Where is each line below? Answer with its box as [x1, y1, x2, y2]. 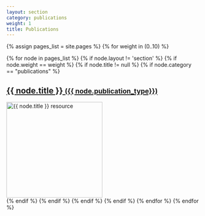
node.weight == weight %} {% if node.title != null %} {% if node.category [6, 61, 192, 69]
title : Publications [6, 26, 60, 32]
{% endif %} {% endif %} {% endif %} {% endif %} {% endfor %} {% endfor [6, 197, 199, 205]
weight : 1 [6, 20, 32, 26]
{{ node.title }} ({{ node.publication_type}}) [6, 85, 158, 95]
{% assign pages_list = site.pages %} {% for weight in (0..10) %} [6, 43, 169, 50]
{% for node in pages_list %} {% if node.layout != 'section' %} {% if [6, 54, 177, 62]
